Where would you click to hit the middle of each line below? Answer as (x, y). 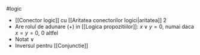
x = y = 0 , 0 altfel (36, 33)
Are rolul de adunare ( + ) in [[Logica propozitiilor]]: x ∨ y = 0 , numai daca (104, 27)
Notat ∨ (25, 39)
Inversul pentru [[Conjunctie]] (51, 45)
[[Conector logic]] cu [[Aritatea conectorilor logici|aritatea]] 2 (91, 20)
